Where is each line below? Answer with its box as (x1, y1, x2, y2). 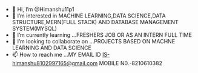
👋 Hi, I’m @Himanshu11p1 (12, 6, 74, 13)
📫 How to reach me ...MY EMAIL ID (12, 51, 101, 58)
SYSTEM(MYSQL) (12, 25, 58, 32)
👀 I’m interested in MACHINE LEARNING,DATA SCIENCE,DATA (12, 12, 167, 19)
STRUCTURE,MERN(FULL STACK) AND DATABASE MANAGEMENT (12, 19, 179, 25)
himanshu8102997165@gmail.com (12, 60, 98, 66)
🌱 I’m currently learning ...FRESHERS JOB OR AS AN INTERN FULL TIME (12, 31, 193, 39)
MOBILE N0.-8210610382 (99, 60, 162, 66)
